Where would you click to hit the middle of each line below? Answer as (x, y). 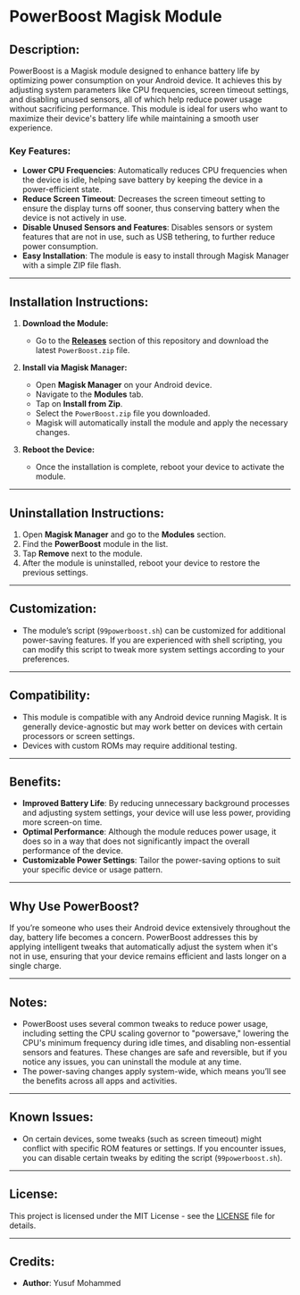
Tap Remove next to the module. (82, 553)
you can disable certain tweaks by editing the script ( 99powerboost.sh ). (152, 1157)
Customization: (53, 609)
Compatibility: (50, 696)
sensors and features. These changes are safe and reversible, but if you (154, 1052)
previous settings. (55, 572)
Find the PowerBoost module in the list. (95, 543)
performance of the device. (72, 851)
